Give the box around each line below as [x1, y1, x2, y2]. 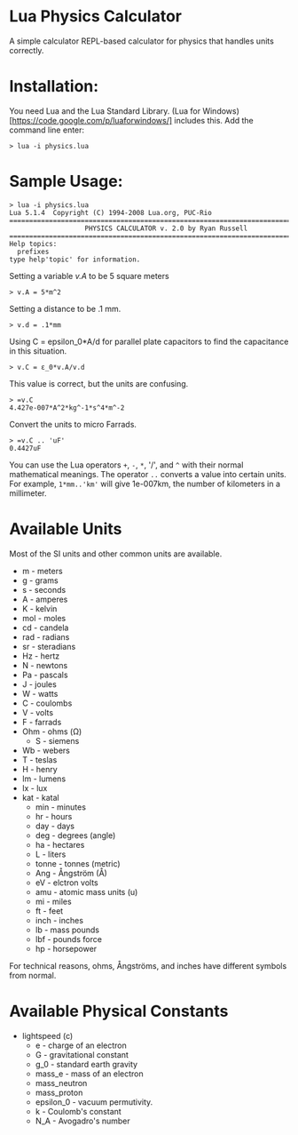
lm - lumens [21, 773, 67, 784]
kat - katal [21, 792, 59, 803]
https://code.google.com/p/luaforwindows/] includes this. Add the [12, 115, 255, 125]
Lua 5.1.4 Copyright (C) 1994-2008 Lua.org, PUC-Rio [9, 208, 213, 217]
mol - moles [21, 612, 67, 623]
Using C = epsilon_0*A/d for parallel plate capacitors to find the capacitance [9, 336, 289, 347]
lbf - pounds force [35, 933, 102, 944]
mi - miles [35, 896, 73, 907]
